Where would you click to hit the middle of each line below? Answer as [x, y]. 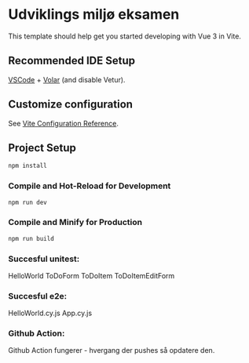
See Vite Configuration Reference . [64, 123]
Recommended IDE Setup [72, 61]
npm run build [31, 238]
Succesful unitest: [44, 259]
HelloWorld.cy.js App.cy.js [50, 313]
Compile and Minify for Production [75, 223]
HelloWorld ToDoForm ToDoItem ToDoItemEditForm [92, 275]
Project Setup [42, 148]
